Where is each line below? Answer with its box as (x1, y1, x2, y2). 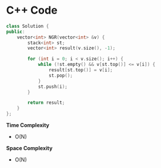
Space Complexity (6, 145, 53, 152)
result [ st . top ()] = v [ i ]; (48, 67, 113, 73)
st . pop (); (48, 72, 73, 78)
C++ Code (6, 4, 58, 17)
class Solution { (6, 23, 49, 29)
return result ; (27, 100, 65, 106)
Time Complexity (6, 122, 49, 129)
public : (6, 28, 26, 34)
